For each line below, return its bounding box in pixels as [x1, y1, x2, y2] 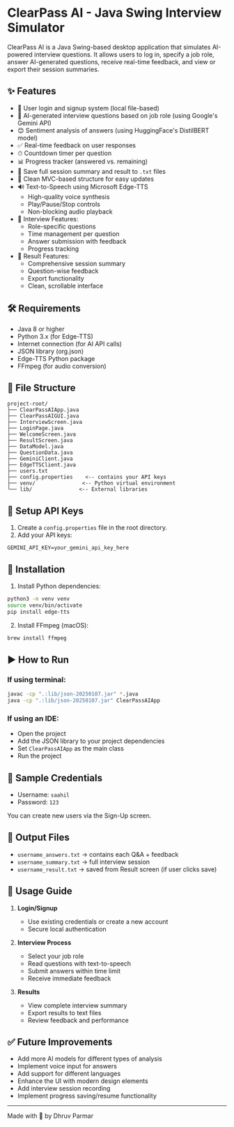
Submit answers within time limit [27, 966, 120, 975]
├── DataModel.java [7, 443, 64, 450]
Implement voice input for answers [17, 1062, 117, 1070]
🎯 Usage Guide [7, 885, 73, 897]
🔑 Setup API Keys [7, 505, 84, 517]
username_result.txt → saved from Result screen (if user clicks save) [17, 864, 217, 874]
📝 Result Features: [17, 251, 70, 260]
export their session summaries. [7, 65, 100, 73]
